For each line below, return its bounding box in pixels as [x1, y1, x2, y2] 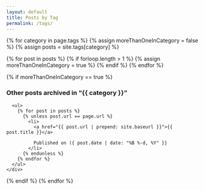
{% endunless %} [22, 150, 64, 157]
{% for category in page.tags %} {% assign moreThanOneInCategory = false [6, 37, 199, 44]
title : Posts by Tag [6, 15, 59, 21]
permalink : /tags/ [6, 20, 53, 26]
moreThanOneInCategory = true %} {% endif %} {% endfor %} [6, 62, 164, 69]
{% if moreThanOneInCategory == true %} [6, 74, 113, 81]
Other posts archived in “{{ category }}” [6, 89, 128, 97]
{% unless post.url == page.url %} [22, 113, 113, 119]
